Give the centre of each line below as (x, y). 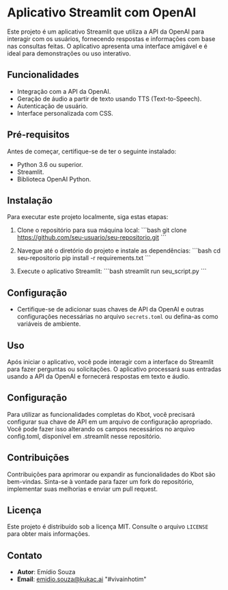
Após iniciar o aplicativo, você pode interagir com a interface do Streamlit (110, 362)
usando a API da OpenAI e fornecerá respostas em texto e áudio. (98, 376)
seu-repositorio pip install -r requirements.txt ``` (84, 258)
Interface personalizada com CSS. (65, 113)
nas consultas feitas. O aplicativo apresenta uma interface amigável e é (108, 46)
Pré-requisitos (39, 135)
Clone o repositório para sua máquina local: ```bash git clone (102, 230)
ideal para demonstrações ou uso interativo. (69, 53)
